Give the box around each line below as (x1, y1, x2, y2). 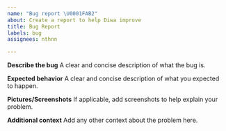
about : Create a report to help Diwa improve (7, 17, 141, 24)
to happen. (7, 82, 38, 90)
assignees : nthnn (7, 36, 58, 43)
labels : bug (7, 29, 42, 37)
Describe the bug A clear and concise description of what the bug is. (7, 61, 206, 69)
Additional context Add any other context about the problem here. (7, 116, 198, 125)
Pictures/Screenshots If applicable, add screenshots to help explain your (7, 95, 218, 104)
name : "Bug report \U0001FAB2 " (7, 10, 98, 17)
